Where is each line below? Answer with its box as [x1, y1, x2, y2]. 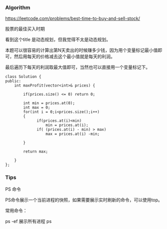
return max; [23, 149, 49, 155]
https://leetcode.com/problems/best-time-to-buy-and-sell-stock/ [5, 16, 140, 22]
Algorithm [5, 4, 31, 11]
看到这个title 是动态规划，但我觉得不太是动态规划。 [5, 37, 111, 43]
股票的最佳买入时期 [5, 26, 45, 32]
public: [5, 79, 22, 84]
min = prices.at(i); [45, 123, 89, 128]
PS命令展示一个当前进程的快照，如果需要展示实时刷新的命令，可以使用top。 [5, 197, 163, 203]
